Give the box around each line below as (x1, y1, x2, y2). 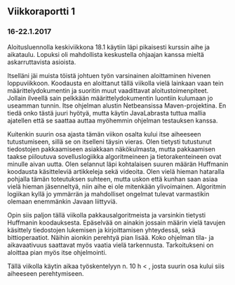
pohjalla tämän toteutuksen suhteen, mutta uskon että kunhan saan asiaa (7, 175, 218, 183)
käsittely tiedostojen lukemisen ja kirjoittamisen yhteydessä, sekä (7, 225, 196, 234)
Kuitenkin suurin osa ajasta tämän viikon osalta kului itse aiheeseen (7, 129, 201, 138)
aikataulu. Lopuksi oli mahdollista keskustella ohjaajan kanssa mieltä (7, 50, 205, 58)
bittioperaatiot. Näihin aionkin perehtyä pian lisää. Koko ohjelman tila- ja (7, 233, 214, 241)
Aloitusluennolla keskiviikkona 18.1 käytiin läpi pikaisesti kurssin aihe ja (7, 42, 210, 51)
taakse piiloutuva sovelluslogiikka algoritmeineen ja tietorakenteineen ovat (7, 152, 222, 160)
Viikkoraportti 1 (7, 6, 76, 18)
